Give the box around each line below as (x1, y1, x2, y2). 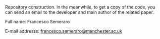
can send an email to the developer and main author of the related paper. (5, 9, 155, 15)
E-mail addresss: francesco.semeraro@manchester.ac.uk (5, 28, 122, 34)
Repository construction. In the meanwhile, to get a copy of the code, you (5, 4, 156, 10)
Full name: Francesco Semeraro (5, 19, 70, 24)
